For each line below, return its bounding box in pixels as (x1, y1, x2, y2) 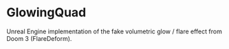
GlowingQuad (6, 5, 87, 20)
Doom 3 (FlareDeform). (6, 34, 72, 42)
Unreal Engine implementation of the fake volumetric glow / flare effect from (6, 27, 223, 35)
